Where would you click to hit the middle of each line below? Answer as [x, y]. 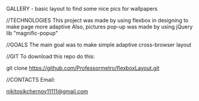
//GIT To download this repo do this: [51, 56]
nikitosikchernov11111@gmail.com [47, 91]
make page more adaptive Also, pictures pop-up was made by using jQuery [99, 27]
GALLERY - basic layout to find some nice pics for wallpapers [82, 9]
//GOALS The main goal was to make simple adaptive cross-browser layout [99, 45]
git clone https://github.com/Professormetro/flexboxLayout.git [83, 68]
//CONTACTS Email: [31, 80]
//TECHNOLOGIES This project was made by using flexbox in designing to [97, 20]
